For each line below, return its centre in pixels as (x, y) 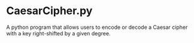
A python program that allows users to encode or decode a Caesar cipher (97, 27)
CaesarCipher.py (49, 11)
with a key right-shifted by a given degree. (58, 33)
